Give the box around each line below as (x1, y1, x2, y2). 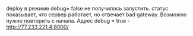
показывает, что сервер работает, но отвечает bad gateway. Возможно (6, 11, 187, 18)
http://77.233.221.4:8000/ (6, 23, 69, 30)
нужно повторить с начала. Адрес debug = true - (6, 17, 131, 24)
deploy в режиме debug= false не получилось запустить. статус (6, 5, 169, 12)
